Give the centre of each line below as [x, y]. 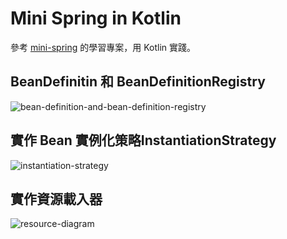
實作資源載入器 [56, 198]
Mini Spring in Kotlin [96, 18]
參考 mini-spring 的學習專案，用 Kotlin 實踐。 [103, 47]
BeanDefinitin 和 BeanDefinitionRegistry [138, 82]
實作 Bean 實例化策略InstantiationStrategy [143, 140]
